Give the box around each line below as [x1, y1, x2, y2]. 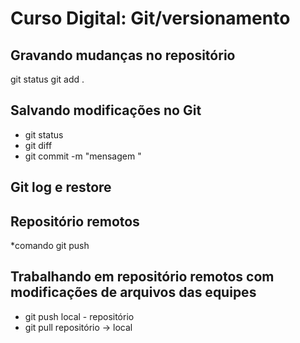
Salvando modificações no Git [10, 102, 202, 119]
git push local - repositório [24, 310, 135, 322]
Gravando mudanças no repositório [10, 47, 236, 64]
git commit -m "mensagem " [24, 150, 142, 162]
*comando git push [10, 240, 90, 252]
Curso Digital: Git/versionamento [10, 7, 291, 30]
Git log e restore [10, 179, 112, 196]
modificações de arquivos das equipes [10, 284, 257, 301]
